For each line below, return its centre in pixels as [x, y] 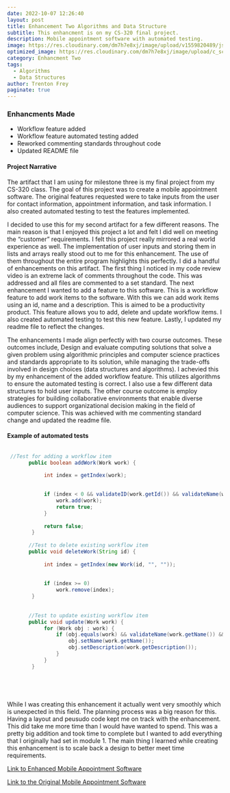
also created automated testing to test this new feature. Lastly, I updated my [114, 319]
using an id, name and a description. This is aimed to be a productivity [106, 304]
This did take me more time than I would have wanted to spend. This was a [112, 726]
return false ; [64, 526]
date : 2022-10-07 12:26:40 [46, 13]
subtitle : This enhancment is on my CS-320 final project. [93, 33]
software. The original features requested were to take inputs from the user [113, 196]
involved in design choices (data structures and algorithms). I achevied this [113, 369]
